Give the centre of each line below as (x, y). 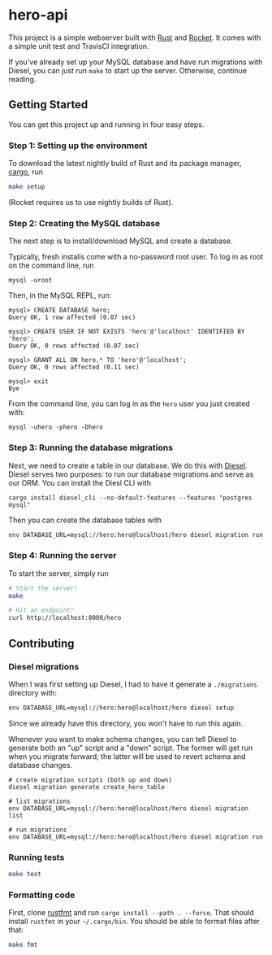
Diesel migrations (44, 666)
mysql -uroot (30, 281)
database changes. (41, 765)
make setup (27, 187)
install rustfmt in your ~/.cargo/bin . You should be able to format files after (134, 922)
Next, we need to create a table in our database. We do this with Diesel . (128, 465)
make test (25, 874)
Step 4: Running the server (63, 556)
